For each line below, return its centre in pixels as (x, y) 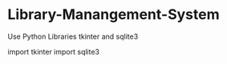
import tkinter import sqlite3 (53, 51)
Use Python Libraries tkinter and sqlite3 (73, 36)
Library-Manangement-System (113, 15)
